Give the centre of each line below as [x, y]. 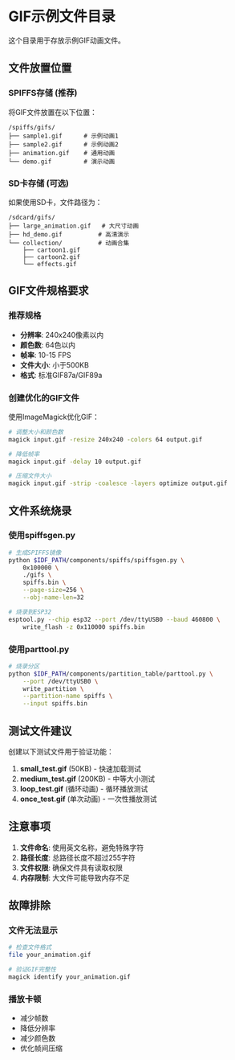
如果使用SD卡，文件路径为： [55, 202]
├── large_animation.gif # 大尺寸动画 [73, 226]
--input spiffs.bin [55, 704]
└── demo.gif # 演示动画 [62, 162]
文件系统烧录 [40, 510]
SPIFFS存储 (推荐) [43, 93]
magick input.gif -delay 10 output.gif [75, 462]
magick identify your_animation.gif [69, 977]
